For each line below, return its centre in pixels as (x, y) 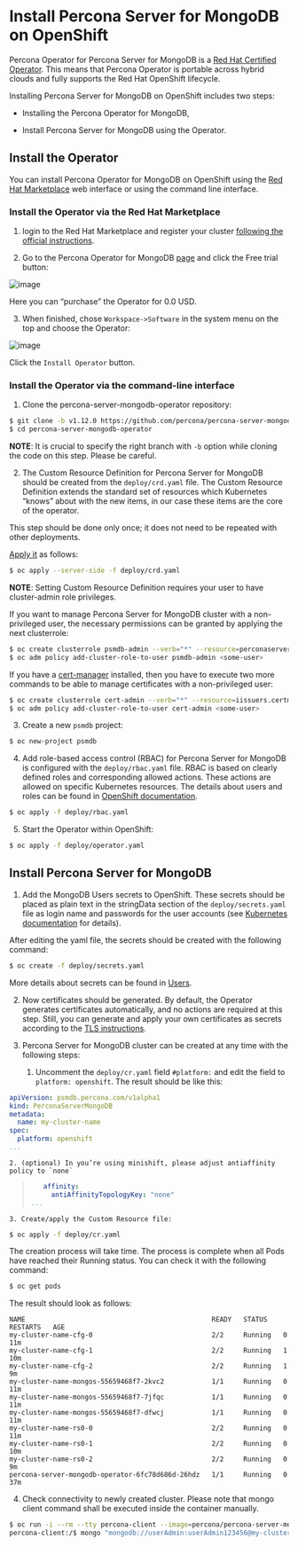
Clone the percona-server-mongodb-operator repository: (127, 404)
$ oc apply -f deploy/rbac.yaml (69, 812)
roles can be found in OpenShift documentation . (110, 797)
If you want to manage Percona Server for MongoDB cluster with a (131, 614)
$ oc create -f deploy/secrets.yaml (77, 965)
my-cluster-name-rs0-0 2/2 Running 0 (149, 1428)
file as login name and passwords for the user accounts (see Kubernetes (155, 913)
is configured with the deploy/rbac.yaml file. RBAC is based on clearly (149, 768)
